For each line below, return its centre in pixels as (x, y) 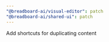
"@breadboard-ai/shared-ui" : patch (50, 17)
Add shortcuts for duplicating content (51, 33)
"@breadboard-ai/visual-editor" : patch (55, 11)
